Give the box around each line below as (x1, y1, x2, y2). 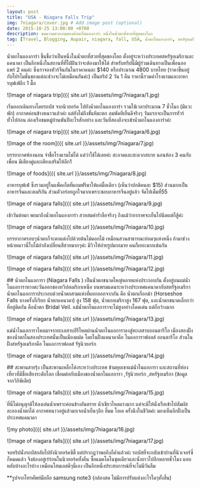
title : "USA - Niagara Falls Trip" (7, 14, 95, 20)
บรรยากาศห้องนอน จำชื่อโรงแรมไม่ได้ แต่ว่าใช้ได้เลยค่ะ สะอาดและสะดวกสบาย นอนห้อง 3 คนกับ (7, 151, 192, 158)
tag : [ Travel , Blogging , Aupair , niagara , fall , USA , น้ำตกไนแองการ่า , (7, 36, 176, 42)
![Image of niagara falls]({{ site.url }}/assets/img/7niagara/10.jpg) (7, 224, 165, 230)
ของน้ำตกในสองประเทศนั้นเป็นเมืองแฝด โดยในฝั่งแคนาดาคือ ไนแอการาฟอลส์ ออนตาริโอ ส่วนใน (7, 334, 193, 340)
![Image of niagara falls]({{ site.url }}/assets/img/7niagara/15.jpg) (7, 389, 165, 396)
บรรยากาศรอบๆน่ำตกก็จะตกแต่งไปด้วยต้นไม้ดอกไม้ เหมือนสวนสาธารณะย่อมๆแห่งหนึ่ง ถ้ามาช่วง (7, 235, 190, 242)
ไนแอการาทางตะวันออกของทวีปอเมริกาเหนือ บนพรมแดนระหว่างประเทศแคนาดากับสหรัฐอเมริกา (7, 283, 191, 290)
